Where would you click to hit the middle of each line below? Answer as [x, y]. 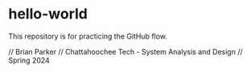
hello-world [48, 14]
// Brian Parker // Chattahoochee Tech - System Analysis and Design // [125, 51]
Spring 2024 [29, 60]
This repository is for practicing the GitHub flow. [88, 36]
